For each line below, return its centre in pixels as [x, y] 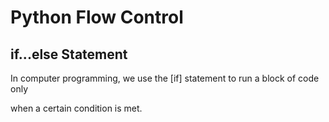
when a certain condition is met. [76, 108]
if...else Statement [69, 54]
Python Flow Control [97, 17]
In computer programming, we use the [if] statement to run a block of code [165, 78]
